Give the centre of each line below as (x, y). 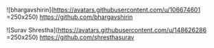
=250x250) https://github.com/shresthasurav (70, 37)
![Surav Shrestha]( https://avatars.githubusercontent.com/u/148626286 (107, 30)
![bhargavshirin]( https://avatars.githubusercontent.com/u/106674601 (103, 10)
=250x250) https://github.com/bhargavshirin (70, 17)
